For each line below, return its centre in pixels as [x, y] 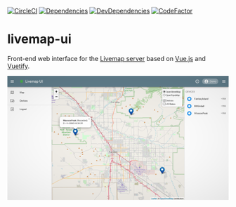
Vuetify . [19, 66]
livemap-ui [39, 39]
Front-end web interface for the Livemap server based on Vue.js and [106, 58]
